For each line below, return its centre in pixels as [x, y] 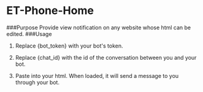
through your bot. [37, 82]
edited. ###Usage [29, 34]
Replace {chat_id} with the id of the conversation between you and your [106, 57]
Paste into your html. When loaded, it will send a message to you [97, 76]
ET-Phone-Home [50, 11]
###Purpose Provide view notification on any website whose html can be [99, 27]
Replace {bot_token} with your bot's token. [69, 46]
